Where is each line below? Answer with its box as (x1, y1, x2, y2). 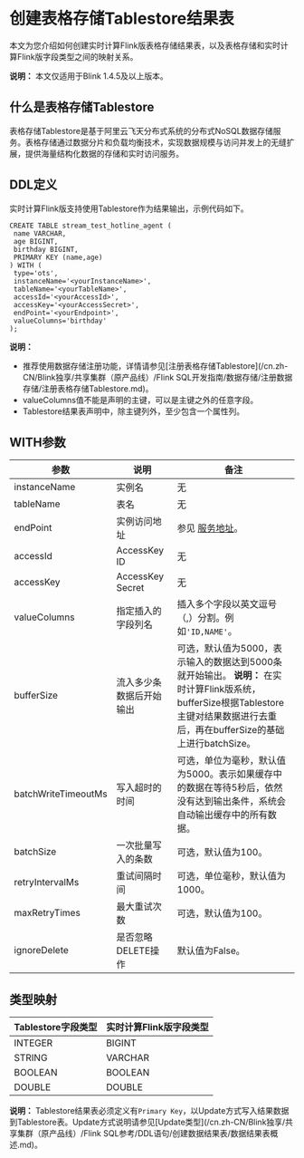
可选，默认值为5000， (176, 642, 274, 655)
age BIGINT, (13, 236, 59, 246)
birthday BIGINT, (13, 245, 79, 254)
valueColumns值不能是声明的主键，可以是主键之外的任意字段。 (22, 394, 259, 405)
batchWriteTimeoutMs (14, 787, 108, 800)
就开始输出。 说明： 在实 (176, 670, 282, 682)
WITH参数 (9, 434, 66, 449)
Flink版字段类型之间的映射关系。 (16, 51, 138, 62)
